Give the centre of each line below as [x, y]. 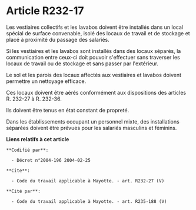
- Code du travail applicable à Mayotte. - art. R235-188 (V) [89, 201]
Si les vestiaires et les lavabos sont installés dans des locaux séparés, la [94, 51]
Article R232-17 [45, 11]
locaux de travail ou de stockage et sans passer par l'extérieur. [82, 64]
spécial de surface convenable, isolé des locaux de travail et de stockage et [98, 33]
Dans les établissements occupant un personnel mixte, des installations [93, 121]
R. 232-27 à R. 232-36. [34, 99]
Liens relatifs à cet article [38, 139]
